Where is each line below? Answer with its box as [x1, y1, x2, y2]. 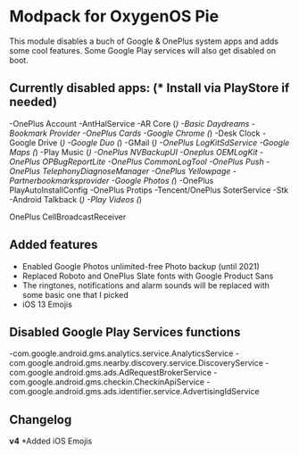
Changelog [9, 412, 72, 427]
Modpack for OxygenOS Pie [9, 6, 220, 27]
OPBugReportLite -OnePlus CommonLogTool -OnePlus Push [41, 156, 265, 167]
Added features [9, 237, 98, 252]
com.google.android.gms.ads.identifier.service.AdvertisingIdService [9, 386, 261, 397]
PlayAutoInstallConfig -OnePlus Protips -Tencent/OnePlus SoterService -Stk [9, 185, 288, 195]
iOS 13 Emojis [21, 299, 73, 310]
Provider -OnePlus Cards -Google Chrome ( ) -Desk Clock [48, 128, 261, 138]
